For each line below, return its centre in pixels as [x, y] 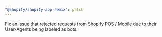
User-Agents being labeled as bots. [41, 29]
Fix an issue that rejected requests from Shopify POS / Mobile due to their [81, 24]
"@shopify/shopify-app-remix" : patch [44, 10]
